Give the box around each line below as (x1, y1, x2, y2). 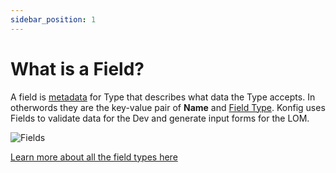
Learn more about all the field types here (10, 151, 178, 163)
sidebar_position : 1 (10, 14, 97, 25)
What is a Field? (10, 57, 145, 80)
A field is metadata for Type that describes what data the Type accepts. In (10, 91, 316, 103)
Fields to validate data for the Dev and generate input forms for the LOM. (10, 112, 310, 124)
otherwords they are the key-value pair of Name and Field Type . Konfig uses (10, 101, 326, 113)
